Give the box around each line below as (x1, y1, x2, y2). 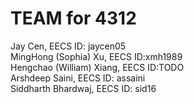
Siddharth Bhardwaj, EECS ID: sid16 (10, 82, 157, 94)
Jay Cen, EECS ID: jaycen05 (10, 40, 127, 52)
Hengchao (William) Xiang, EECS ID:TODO (10, 61, 185, 73)
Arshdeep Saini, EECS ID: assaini (10, 72, 146, 84)
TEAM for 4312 (10, 7, 137, 30)
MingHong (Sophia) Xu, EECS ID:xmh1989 (10, 50, 183, 62)
